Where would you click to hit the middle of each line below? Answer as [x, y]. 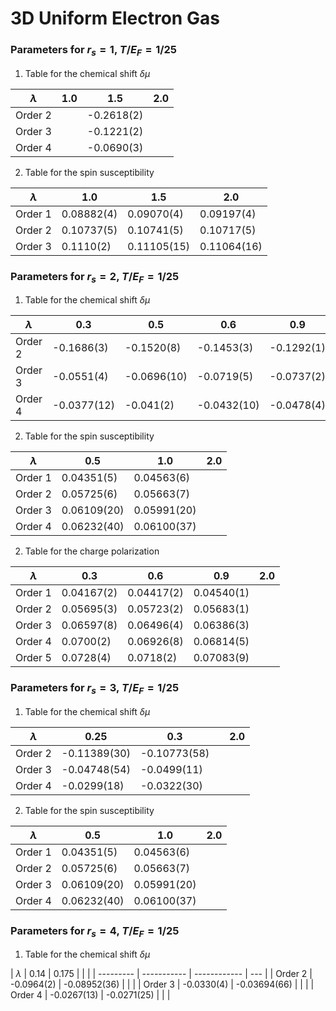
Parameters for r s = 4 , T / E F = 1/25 [95, 931]
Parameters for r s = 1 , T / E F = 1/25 [94, 51]
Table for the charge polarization [92, 551]
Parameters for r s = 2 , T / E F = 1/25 [95, 277]
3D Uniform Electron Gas [115, 18]
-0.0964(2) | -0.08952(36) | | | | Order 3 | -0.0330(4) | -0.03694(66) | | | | [162, 984]
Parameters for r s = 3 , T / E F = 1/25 [95, 689]
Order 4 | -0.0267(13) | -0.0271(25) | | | [90, 995]
